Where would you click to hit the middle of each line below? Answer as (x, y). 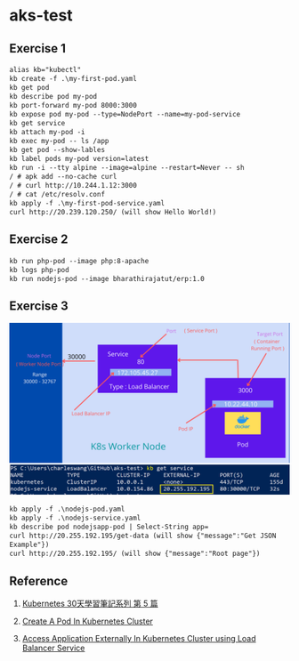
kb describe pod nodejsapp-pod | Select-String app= (109, 527)
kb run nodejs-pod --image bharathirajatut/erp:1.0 (107, 278)
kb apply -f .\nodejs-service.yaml (75, 518)
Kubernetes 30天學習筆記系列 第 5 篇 (90, 604)
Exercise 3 (39, 306)
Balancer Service (53, 648)
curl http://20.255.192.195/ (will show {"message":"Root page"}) (135, 554)
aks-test (41, 16)
